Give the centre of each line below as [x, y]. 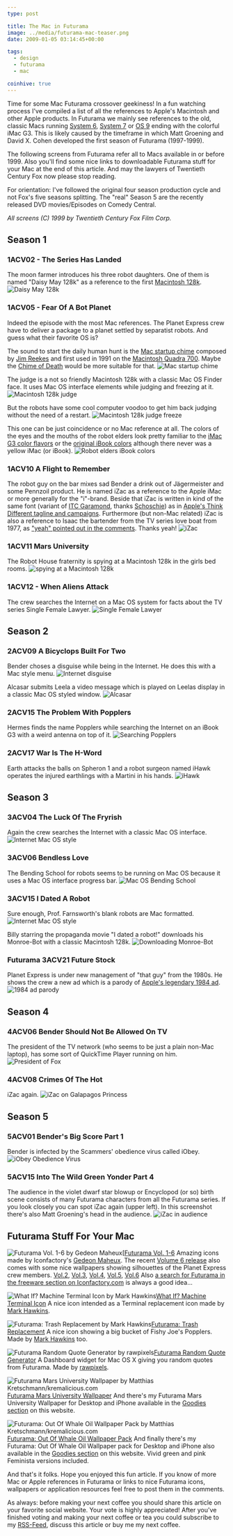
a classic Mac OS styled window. [54, 695]
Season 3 [28, 798]
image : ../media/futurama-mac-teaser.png [68, 33]
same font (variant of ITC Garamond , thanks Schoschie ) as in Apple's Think [115, 506]
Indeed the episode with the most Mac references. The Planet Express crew [116, 323]
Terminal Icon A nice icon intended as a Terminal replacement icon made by [116, 1304]
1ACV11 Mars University [48, 546]
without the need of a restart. [49, 415]
